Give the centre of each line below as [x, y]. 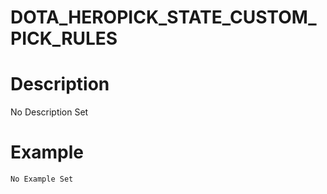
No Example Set [42, 179]
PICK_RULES [64, 38]
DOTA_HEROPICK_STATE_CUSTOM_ [163, 17]
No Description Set [49, 112]
